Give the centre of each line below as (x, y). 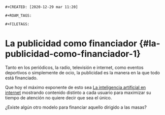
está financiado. (21, 78)
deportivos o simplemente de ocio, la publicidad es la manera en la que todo (82, 72)
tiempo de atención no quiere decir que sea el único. (59, 97)
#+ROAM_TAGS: (18, 16)
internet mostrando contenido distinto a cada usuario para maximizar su (78, 92)
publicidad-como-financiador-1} (73, 54)
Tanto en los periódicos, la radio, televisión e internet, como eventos (74, 67)
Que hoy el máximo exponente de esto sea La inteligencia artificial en (76, 87)
